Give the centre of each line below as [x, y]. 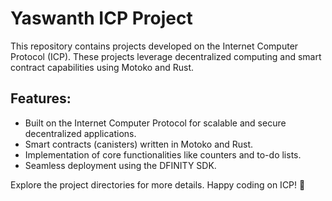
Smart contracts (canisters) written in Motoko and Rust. [139, 144]
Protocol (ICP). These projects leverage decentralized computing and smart [166, 56]
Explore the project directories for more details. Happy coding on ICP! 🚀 [158, 184]
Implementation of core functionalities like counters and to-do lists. [163, 154]
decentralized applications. [80, 133]
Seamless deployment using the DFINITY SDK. [120, 165]
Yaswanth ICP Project [101, 18]
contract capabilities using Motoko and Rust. [102, 67]
